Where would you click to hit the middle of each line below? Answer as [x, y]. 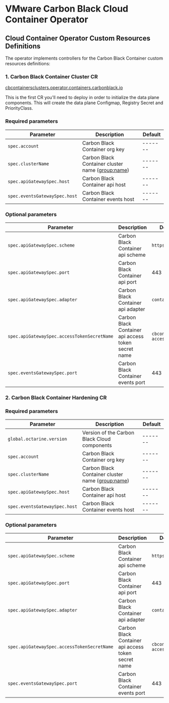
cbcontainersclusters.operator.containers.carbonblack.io [64, 88]
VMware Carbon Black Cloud [67, 9]
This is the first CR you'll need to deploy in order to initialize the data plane [82, 98]
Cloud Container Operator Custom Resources [78, 38]
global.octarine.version [37, 439]
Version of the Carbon [108, 433]
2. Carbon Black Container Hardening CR [56, 397]
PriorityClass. [19, 108]
